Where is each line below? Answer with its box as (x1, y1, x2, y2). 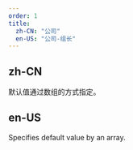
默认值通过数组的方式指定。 (8, 87, 101, 97)
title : (8, 19, 31, 28)
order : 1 (8, 11, 38, 20)
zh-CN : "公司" (15, 27, 60, 35)
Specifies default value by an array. (8, 132, 127, 142)
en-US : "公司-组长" (15, 34, 77, 43)
